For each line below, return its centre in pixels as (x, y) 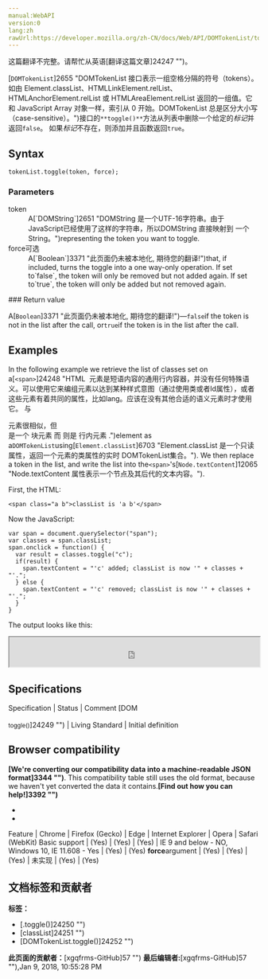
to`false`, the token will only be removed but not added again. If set (138, 276)
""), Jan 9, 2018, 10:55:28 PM (55, 966)
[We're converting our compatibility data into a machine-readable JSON (130, 769)
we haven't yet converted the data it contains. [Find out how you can (120, 786)
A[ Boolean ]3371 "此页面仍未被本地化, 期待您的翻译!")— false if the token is (128, 316)
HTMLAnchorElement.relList (54, 98)
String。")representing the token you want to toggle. (114, 239)
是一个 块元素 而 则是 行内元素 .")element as (80, 435)
